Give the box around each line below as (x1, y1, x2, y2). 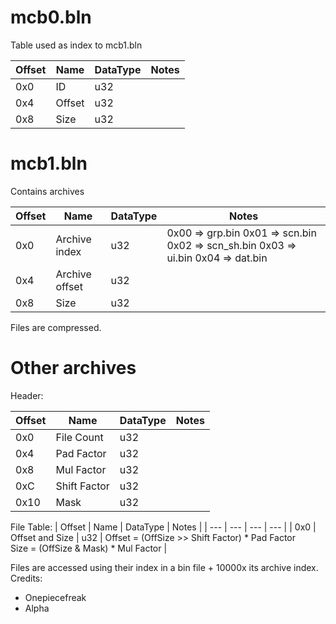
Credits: (10, 572, 43, 584)
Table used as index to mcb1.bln (10, 39, 143, 51)
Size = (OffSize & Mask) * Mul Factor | (10, 542, 168, 554)
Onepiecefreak (24, 591, 87, 603)
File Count (55, 430, 104, 444)
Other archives (10, 357, 137, 380)
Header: (10, 389, 44, 401)
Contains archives (10, 185, 85, 197)
